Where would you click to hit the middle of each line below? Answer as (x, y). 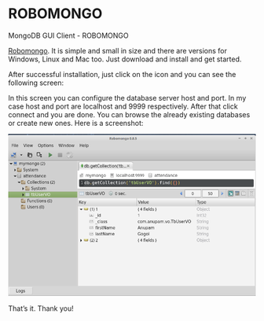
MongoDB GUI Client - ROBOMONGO (69, 35)
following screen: (36, 83)
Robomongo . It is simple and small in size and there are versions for (118, 50)
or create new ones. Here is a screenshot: (76, 123)
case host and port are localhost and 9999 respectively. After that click (123, 106)
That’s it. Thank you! (41, 308)
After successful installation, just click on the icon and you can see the (122, 74)
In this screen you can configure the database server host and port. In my (127, 98)
